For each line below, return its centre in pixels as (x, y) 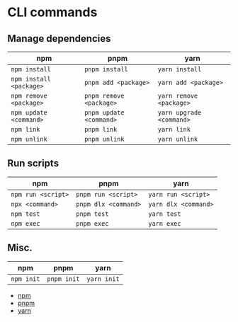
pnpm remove (104, 96)
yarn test (165, 214)
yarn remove (178, 96)
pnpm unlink (104, 139)
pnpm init (63, 279)
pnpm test (92, 214)
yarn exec (165, 223)
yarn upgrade (180, 113)
